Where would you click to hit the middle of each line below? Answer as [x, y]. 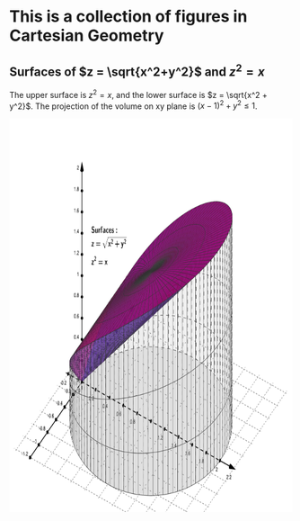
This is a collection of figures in [128, 17]
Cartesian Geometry [87, 36]
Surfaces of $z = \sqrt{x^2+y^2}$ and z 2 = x [137, 70]
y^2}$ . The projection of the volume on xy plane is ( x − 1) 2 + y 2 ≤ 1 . [133, 105]
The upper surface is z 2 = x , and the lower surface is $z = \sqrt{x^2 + [138, 94]
